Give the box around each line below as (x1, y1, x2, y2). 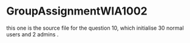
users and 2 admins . (6, 30, 59, 38)
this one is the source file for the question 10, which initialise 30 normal (6, 24, 184, 31)
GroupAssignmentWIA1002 (6, 4, 148, 18)
